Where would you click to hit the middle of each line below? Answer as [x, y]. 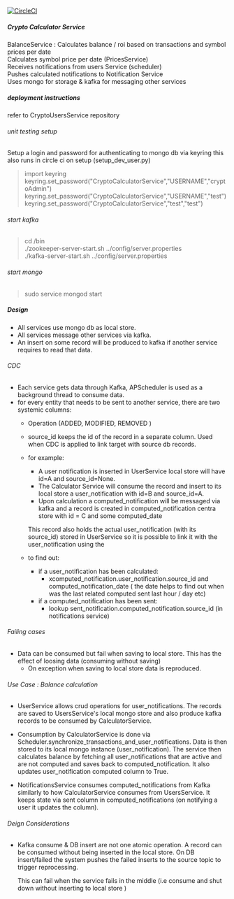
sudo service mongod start [63, 294]
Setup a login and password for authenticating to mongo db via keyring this [116, 153]
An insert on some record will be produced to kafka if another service [117, 342]
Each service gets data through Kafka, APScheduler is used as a [110, 387]
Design [18, 310]
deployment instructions [44, 97]
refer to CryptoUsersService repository [64, 115]
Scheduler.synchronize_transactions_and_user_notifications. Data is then [122, 742]
